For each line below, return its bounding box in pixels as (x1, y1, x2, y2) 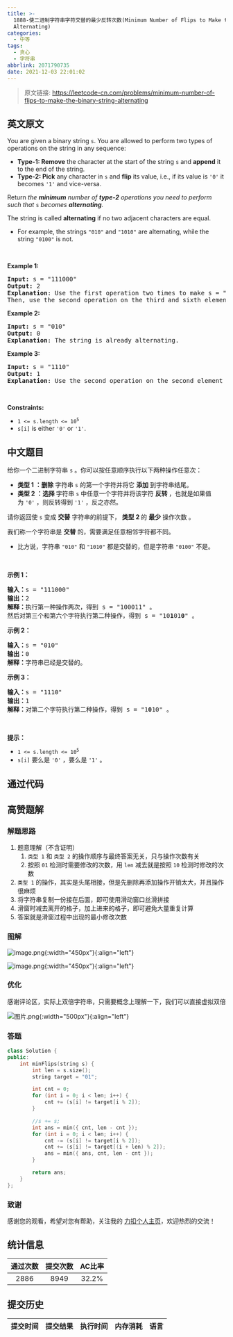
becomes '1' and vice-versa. (17, 180, 102, 188)
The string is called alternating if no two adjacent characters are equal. (7, 214, 212, 222)
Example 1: (7, 262, 40, 270)
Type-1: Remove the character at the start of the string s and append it (17, 158, 221, 166)
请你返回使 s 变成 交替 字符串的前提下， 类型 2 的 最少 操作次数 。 (7, 513, 196, 521)
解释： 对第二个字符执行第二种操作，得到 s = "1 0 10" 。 (7, 706, 173, 714)
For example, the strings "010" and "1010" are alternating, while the (17, 227, 209, 236)
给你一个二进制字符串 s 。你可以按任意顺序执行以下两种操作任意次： (7, 466, 202, 475)
